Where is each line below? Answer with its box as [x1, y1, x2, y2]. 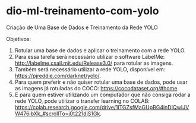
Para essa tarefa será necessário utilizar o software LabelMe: [14, 53, 165, 60]
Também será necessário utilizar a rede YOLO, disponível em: [14, 65, 166, 72]
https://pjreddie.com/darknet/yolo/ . [14, 72, 101, 79]
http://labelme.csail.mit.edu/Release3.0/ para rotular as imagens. [14, 59, 173, 67]
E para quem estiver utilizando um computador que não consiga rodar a [14, 91, 191, 98]
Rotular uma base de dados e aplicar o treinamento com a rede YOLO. [14, 46, 186, 54]
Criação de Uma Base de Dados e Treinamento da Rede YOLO [6, 24, 159, 31]
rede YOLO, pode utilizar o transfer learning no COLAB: [14, 97, 150, 105]
